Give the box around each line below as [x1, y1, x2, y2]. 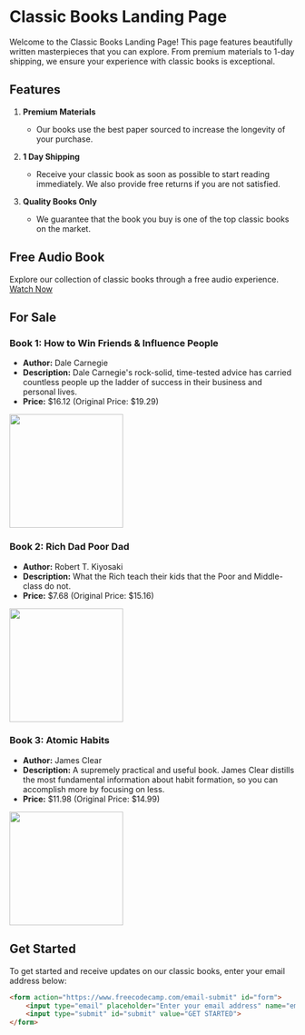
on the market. [35, 223, 91, 234]
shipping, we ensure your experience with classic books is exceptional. [9, 55, 275, 66]
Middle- [253, 571, 283, 582]
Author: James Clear [22, 754, 103, 765]
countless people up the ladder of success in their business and [22, 377, 263, 388]
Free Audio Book [9, 250, 105, 265]
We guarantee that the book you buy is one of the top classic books [35, 214, 290, 224]
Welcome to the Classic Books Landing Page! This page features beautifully [9, 36, 293, 47]
